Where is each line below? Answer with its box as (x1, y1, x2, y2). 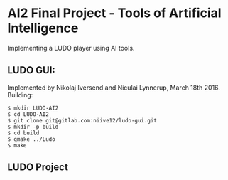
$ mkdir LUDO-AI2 (7, 105, 59, 112)
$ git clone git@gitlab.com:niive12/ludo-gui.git (7, 117, 158, 124)
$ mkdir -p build (7, 123, 59, 130)
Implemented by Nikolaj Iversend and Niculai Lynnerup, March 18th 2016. (7, 83, 220, 92)
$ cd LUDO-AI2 (7, 110, 50, 118)
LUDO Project (7, 162, 69, 174)
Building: (7, 90, 33, 99)
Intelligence (7, 20, 79, 36)
